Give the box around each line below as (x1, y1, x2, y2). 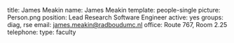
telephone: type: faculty (7, 28, 76, 36)
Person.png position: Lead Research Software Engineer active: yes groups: (7, 13, 224, 21)
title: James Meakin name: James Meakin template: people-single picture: (7, 6, 221, 14)
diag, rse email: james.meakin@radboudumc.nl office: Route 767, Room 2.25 (7, 21, 228, 28)
